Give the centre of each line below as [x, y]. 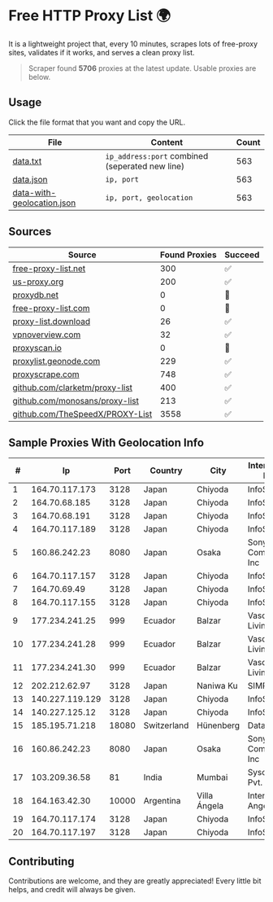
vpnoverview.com [47, 335]
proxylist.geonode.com [56, 361]
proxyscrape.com [46, 374]
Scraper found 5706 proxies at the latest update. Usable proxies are [142, 68]
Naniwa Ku [217, 686]
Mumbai [212, 777]
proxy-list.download [52, 321]
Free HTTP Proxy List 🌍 [90, 16]
